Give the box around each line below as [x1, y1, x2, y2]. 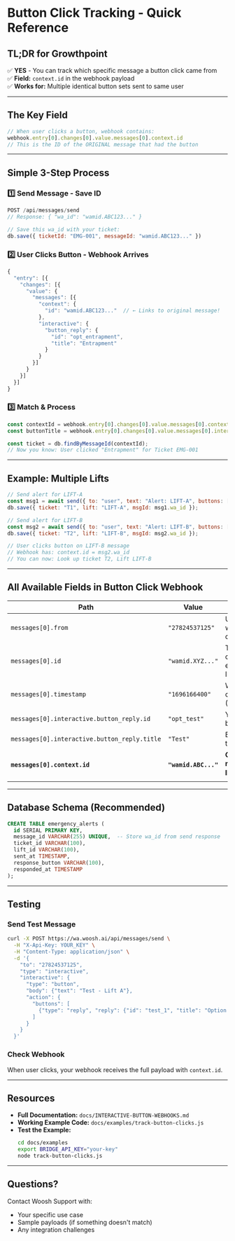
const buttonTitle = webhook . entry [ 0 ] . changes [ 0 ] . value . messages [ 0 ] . [7, 427, 215, 434]
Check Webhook [7, 1050, 65, 1060]
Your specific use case [17, 1210, 84, 1219]
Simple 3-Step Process [7, 167, 110, 179]
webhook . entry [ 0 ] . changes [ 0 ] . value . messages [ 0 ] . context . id [7, 135, 183, 142]
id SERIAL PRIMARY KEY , [13, 827, 83, 834]
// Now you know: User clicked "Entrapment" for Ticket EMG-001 [7, 446, 199, 453]
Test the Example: [17, 1126, 71, 1134]
